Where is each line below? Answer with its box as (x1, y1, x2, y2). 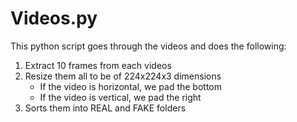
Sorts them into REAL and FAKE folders (24, 102, 187, 114)
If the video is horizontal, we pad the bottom (39, 80, 222, 92)
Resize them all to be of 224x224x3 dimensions (24, 70, 222, 82)
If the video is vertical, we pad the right (39, 91, 202, 103)
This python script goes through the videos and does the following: (10, 40, 287, 52)
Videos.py (10, 7, 98, 30)
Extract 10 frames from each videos (24, 59, 172, 71)
